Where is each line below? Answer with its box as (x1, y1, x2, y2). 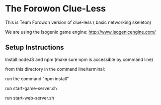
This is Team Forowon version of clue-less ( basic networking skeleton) (5, 19, 152, 25)
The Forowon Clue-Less (5, 3, 106, 14)
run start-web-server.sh (5, 95, 55, 101)
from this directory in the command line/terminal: (5, 66, 105, 72)
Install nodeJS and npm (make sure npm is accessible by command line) (5, 56, 153, 62)
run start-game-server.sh (5, 85, 57, 91)
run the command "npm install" (5, 75, 69, 82)
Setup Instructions (5, 43, 64, 52)
